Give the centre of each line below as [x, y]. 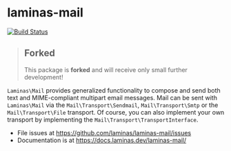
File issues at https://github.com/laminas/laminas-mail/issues [104, 132]
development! [43, 77]
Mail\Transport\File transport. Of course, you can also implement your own [116, 112]
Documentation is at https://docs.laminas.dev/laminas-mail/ [102, 140]
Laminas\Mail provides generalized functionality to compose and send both [114, 90]
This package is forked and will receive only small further [106, 69]
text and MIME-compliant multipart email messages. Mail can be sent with [112, 97]
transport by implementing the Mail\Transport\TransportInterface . [103, 119]
